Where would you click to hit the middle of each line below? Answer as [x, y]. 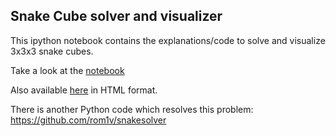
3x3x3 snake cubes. [52, 51]
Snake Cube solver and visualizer [116, 16]
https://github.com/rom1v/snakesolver [88, 120]
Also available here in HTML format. [84, 90]
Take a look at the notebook [67, 70]
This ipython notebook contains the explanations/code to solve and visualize [168, 40]
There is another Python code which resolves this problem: [132, 109]
